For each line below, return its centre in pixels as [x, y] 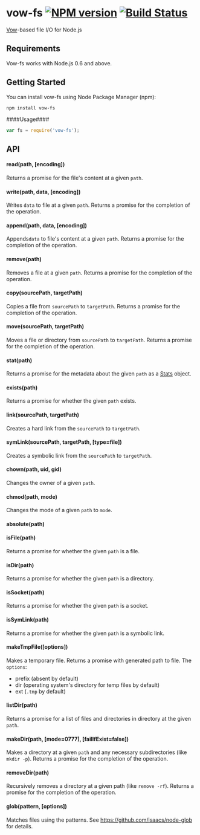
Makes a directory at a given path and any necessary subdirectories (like [97, 752]
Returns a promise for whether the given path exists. [71, 401]
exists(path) [22, 388]
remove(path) [24, 259]
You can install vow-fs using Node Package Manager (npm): [81, 97]
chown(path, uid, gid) [34, 469]
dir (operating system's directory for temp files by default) [87, 685]
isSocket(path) [25, 592]
